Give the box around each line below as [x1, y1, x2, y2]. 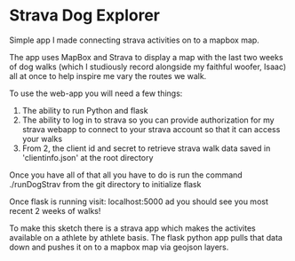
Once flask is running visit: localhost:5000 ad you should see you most [9, 196, 268, 207]
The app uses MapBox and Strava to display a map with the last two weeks [9, 51, 283, 62]
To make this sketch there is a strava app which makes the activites [9, 223, 256, 233]
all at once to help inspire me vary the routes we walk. [9, 70, 207, 81]
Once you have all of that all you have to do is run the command [9, 170, 243, 180]
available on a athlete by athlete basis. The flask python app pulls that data [9, 232, 283, 242]
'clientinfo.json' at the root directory [21, 152, 154, 162]
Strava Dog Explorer [9, 5, 160, 26]
